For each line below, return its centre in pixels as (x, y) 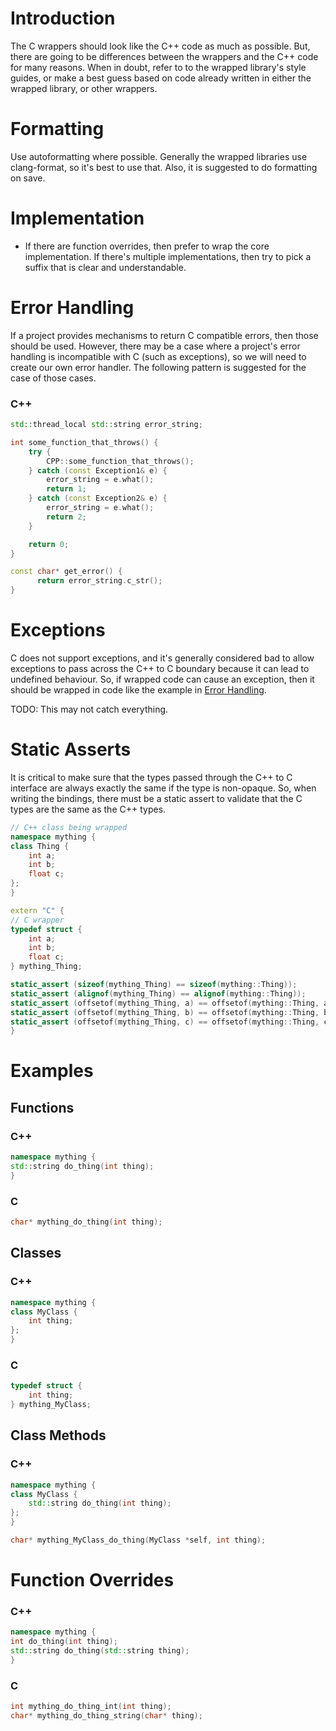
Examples (52, 1071)
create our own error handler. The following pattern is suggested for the (158, 367)
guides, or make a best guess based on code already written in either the (161, 78)
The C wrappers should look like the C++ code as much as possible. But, (160, 46)
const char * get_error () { (66, 572)
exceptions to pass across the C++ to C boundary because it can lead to (160, 668)
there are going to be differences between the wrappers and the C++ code (164, 56)
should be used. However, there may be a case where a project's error (155, 346)
